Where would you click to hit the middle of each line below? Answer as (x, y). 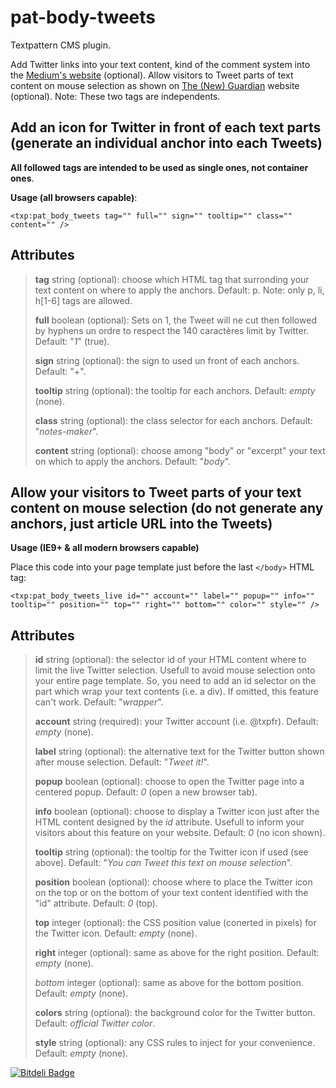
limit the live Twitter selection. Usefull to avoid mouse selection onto (175, 670)
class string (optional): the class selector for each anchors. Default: (173, 420)
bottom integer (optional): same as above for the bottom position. (169, 983)
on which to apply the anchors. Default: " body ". (133, 461)
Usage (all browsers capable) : (74, 197)
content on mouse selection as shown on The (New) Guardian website (155, 85)
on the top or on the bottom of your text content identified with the (171, 893)
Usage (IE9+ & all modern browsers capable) (105, 548)
